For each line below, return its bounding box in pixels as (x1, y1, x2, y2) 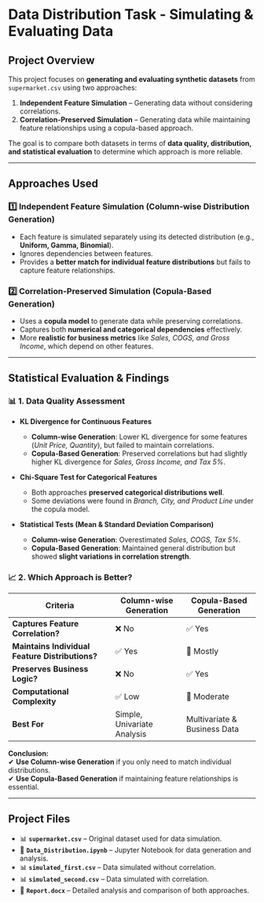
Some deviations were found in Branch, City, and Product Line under (31, 496, 254, 505)
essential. (8, 782, 39, 791)
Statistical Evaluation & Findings (8, 372, 170, 385)
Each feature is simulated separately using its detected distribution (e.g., (19, 232, 255, 241)
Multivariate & (185, 713, 237, 724)
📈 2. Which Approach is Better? (8, 571, 133, 582)
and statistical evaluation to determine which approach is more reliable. (8, 147, 243, 156)
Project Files (8, 812, 71, 826)
